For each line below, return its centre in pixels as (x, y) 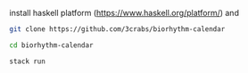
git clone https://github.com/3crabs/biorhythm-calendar (117, 29)
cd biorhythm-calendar (51, 45)
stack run (28, 61)
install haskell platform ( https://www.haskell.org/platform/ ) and (124, 13)
